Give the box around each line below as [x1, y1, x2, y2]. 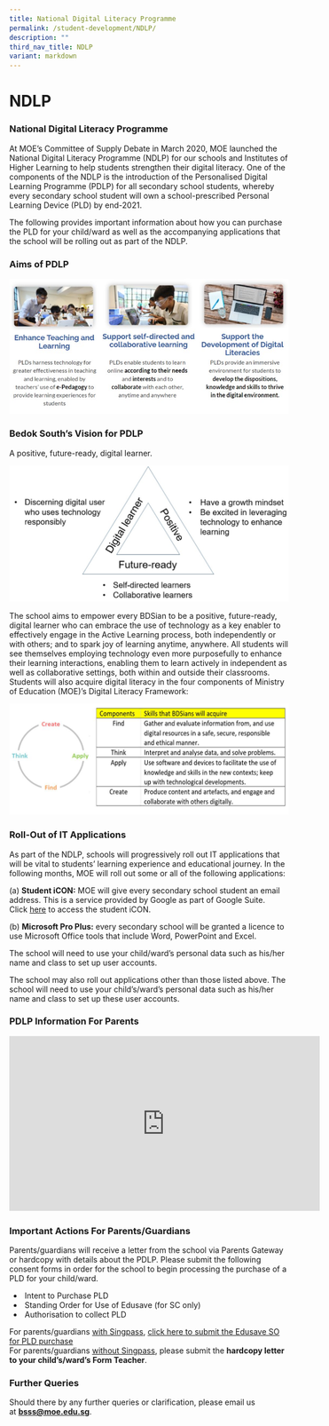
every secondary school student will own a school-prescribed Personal [9, 190, 270, 201]
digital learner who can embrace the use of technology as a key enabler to [9, 620, 281, 630]
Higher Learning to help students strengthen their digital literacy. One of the [9, 162, 286, 172]
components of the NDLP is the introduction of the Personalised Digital [9, 171, 268, 182]
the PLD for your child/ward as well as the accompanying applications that [9, 226, 281, 237]
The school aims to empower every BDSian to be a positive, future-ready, [9, 611, 278, 622]
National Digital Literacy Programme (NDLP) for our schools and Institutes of [9, 152, 288, 163]
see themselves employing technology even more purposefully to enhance [9, 648, 282, 659]
